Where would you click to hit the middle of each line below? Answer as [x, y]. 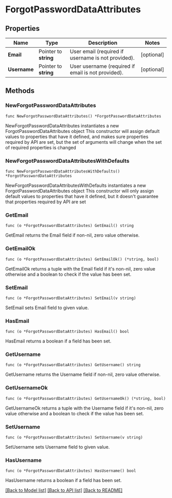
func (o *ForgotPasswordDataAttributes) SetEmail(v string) [71, 298]
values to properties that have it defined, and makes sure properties [77, 137]
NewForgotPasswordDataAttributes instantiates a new [62, 126]
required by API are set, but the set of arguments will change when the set [84, 142]
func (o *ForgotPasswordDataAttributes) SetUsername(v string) [74, 437]
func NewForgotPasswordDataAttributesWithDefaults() [63, 171]
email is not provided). [97, 73]
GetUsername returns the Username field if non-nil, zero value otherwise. [83, 375]
